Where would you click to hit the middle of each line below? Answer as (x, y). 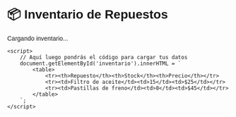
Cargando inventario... (38, 38)
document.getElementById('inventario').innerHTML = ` (100, 63)
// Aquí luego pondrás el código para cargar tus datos (104, 57)
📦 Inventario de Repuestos (88, 14)
